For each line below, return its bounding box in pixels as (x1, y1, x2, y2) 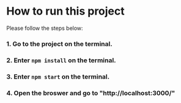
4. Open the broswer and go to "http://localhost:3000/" (6, 88, 175, 97)
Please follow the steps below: (6, 24, 84, 32)
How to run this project (6, 4, 125, 18)
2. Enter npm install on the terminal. (6, 56, 116, 65)
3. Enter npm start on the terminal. (6, 72, 110, 80)
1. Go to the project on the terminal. (6, 40, 113, 48)
